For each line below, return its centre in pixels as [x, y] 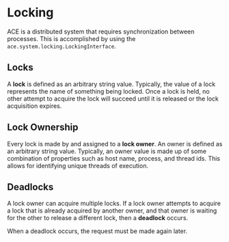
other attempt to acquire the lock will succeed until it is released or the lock [113, 98]
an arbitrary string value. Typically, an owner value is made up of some [107, 151]
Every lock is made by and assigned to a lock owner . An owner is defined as [115, 144]
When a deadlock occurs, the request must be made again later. [97, 231]
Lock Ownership [43, 127]
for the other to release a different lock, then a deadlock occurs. [98, 218]
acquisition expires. [35, 106]
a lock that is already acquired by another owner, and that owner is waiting [112, 211]
